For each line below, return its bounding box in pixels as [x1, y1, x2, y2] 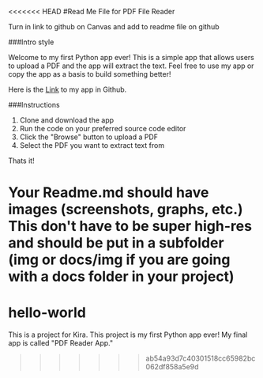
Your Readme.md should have [8, 183, 209, 202]
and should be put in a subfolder [8, 234, 224, 252]
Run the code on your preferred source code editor [19, 124, 186, 133]
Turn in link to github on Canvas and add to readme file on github [8, 22, 220, 31]
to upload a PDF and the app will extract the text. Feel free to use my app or [8, 61, 254, 70]
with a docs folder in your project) [8, 268, 235, 285]
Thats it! [8, 156, 35, 165]
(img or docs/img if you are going [8, 251, 231, 269]
